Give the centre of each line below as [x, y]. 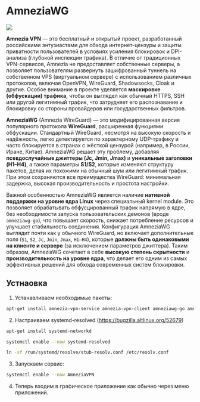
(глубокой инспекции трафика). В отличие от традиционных [104, 57]
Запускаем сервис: [39, 364]
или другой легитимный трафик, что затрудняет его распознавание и [95, 102]
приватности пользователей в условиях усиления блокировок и [88, 51]
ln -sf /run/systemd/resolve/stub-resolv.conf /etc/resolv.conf [87, 352]
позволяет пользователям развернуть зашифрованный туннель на [91, 70]
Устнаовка [27, 284]
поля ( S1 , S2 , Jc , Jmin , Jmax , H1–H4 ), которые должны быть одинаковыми [98, 239]
